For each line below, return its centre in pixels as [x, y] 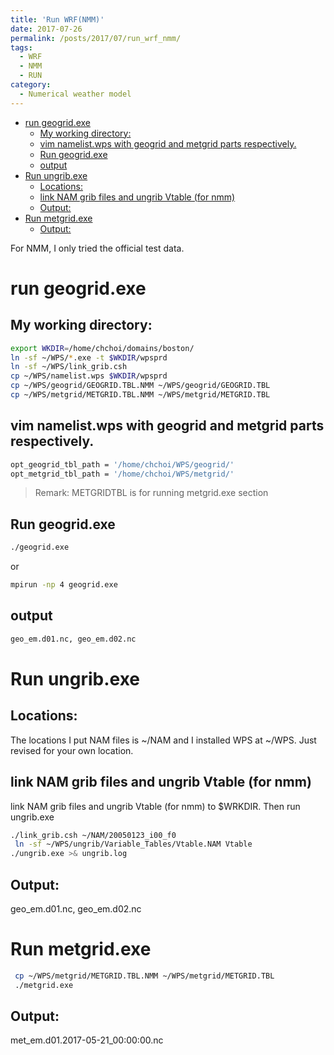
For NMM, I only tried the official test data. [97, 248]
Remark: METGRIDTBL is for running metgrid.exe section [151, 493]
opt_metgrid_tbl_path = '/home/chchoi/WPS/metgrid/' [122, 474]
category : [31, 85]
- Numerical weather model [75, 94]
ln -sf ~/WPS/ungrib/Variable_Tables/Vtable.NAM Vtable [133, 844]
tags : [21, 47]
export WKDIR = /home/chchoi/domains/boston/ [102, 348]
